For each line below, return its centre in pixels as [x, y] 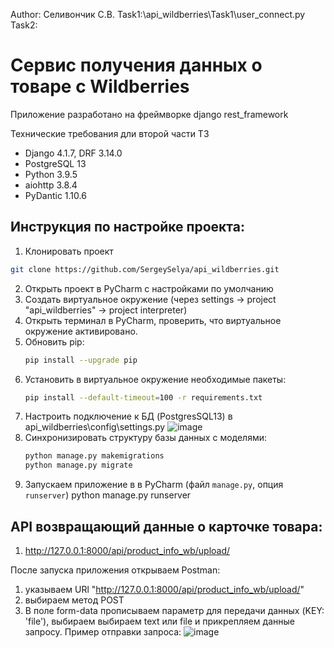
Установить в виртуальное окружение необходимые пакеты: [155, 379]
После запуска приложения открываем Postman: [115, 570]
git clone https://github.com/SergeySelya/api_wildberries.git [145, 269]
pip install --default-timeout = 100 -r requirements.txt [143, 397]
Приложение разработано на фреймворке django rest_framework [149, 114]
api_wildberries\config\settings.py [95, 427]
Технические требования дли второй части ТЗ [110, 133]
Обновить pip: [54, 341]
